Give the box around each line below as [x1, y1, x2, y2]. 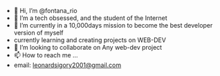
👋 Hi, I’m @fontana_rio [13, 7, 77, 15]
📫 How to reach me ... [13, 51, 78, 59]
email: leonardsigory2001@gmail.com [13, 61, 122, 69]
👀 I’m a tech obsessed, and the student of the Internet [13, 14, 167, 22]
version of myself [13, 28, 64, 37]
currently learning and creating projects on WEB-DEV [13, 36, 166, 44]
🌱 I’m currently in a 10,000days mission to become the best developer [13, 21, 213, 29]
